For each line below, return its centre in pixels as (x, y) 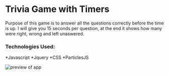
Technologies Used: (30, 46)
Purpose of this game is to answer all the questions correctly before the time (84, 23)
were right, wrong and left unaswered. (45, 33)
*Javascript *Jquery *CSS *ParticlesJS (47, 57)
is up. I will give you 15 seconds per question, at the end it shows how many (84, 28)
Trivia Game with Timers (57, 9)
